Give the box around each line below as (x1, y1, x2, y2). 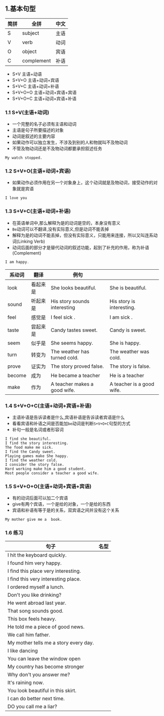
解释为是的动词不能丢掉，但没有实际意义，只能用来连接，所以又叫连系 (12, 232, 154, 238)
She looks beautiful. (50, 284, 97, 291)
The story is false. (109, 362, 151, 369)
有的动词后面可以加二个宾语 (12, 495, 68, 501)
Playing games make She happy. (5, 453, 69, 459)
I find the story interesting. (5, 440, 69, 445)
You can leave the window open (7, 655, 81, 662)
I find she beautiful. (5, 436, 51, 441)
